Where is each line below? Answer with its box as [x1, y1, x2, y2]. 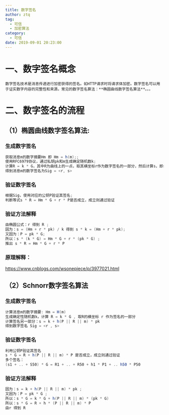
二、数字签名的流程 [5, 105, 85, 116]
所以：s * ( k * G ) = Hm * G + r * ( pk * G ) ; [5, 236, 100, 241]
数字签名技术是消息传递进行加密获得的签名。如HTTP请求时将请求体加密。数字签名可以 [5, 81, 157, 86]
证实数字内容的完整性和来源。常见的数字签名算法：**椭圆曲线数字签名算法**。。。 [9, 87, 153, 92]
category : [5, 31, 26, 36]
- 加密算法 [10, 26, 30, 31]
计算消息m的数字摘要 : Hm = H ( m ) [5, 309, 66, 314]
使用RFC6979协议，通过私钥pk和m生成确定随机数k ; [5, 159, 97, 164]
